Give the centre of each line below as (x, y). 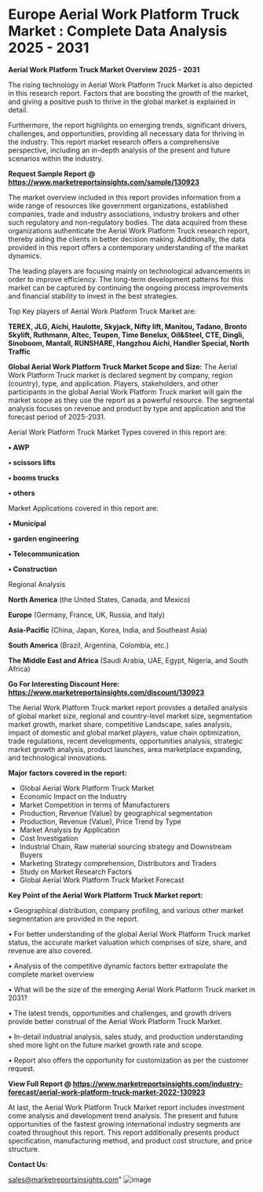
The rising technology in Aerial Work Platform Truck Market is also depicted (130, 85)
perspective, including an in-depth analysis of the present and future (119, 150)
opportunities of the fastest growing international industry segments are (124, 1124)
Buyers (31, 855)
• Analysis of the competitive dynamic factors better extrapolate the (118, 966)
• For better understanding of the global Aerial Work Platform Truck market (130, 933)
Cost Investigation (49, 838)
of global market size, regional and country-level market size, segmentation (130, 716)
